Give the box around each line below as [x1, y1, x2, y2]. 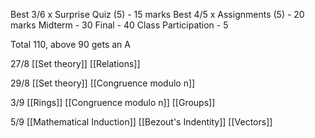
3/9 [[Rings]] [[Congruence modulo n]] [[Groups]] [10, 97, 216, 108]
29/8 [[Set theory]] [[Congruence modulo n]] [10, 77, 196, 89]
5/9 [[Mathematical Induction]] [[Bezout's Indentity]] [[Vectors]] [10, 116, 273, 128]
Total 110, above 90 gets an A [10, 39, 131, 50]
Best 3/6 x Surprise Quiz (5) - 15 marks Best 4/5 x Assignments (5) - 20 [10, 9, 305, 20]
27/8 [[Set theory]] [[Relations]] [10, 58, 141, 69]
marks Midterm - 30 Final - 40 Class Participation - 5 [10, 19, 229, 31]
